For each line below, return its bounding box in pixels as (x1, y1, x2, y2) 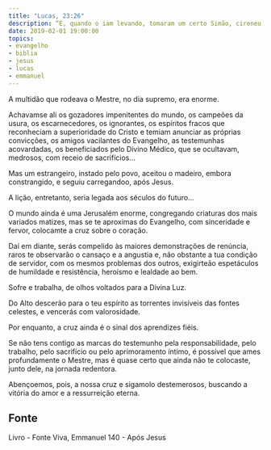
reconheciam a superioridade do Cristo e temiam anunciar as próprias (8, 127, 241, 137)
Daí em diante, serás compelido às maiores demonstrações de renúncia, (8, 241, 248, 250)
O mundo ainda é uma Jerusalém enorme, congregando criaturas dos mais (8, 208, 258, 218)
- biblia (8, 49, 38, 57)
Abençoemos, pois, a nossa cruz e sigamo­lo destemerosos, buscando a (8, 379, 248, 389)
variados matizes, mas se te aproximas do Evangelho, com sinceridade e (8, 217, 251, 226)
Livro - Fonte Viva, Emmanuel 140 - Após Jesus (8, 433, 167, 443)
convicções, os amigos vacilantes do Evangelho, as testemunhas (8, 135, 224, 145)
